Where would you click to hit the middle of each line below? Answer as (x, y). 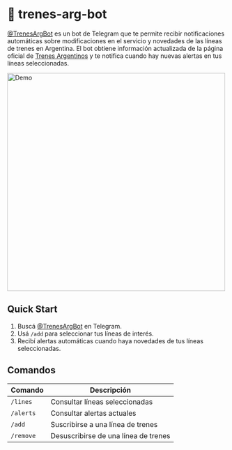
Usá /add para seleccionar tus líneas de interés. (86, 333)
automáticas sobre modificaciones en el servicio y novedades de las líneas (115, 40)
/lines (22, 402)
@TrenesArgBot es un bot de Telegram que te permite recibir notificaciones (116, 33)
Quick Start (32, 309)
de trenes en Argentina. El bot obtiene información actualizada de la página (115, 48)
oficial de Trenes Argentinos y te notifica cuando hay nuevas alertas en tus (115, 56)
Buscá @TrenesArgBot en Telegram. (69, 326)
